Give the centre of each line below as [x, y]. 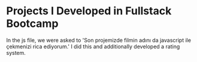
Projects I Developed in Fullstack [89, 11]
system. [16, 52]
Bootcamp [32, 24]
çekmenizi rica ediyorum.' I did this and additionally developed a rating [93, 46]
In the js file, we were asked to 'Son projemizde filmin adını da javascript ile [99, 40]
